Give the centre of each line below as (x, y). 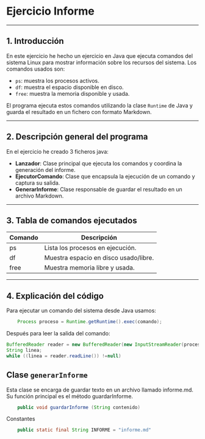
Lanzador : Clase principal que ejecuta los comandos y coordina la (99, 163)
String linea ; (24, 350)
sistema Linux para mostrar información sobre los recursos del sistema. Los (102, 62)
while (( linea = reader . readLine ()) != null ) (64, 356)
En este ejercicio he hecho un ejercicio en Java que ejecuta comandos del (100, 55)
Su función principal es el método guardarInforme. (70, 396)
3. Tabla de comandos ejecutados (72, 220)
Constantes (21, 419)
